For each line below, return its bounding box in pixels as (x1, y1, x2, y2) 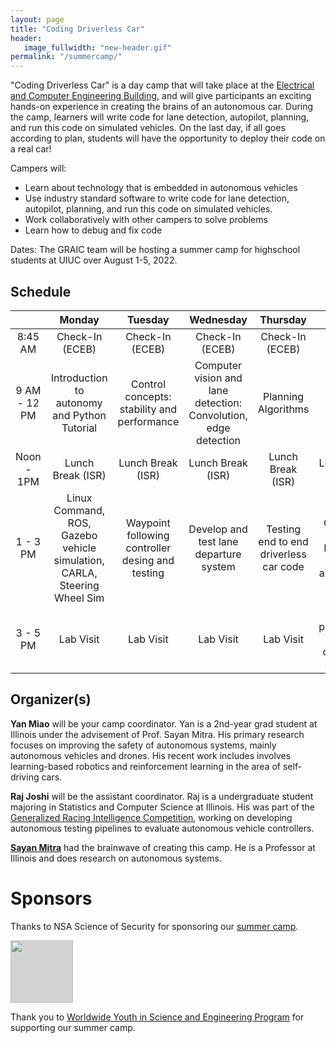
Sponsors (10, 887, 93, 910)
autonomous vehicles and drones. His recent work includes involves (10, 749, 292, 761)
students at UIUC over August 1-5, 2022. (10, 254, 178, 266)
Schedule (10, 283, 72, 300)
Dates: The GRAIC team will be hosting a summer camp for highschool (10, 244, 301, 256)
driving (10, 771, 40, 783)
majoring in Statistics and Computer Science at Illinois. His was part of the (10, 801, 315, 813)
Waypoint (126, 516, 171, 530)
